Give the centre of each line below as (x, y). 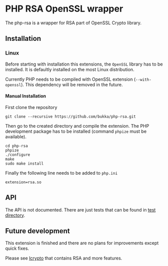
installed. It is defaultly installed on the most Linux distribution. (70, 69)
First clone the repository (31, 107)
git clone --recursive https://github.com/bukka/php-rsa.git (71, 117)
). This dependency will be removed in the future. (72, 84)
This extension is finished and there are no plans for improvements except (82, 243)
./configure (18, 154)
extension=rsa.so (23, 182)
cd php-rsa (17, 146)
